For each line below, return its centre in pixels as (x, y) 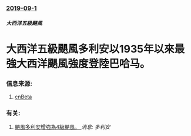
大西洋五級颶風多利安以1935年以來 (90, 49)
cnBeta (23, 97)
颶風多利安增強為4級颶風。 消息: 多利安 (62, 127)
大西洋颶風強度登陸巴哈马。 (84, 64)
